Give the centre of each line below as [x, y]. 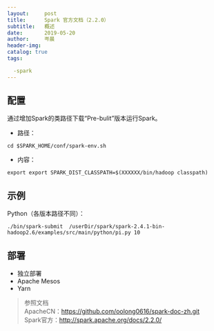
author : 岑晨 [31, 39]
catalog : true [28, 52]
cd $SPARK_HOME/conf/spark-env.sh [57, 146]
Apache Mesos [39, 281]
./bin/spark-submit [35, 227]
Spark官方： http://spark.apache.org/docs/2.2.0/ [93, 320]
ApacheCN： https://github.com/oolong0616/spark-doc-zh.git [112, 312]
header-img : [24, 46]
